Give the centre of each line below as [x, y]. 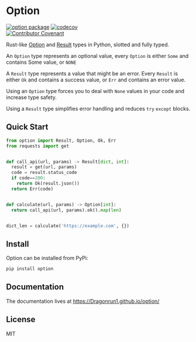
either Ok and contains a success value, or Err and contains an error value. [96, 80]
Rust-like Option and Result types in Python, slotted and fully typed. [88, 45]
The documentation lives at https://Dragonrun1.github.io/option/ [83, 301]
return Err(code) [32, 189]
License [21, 319]
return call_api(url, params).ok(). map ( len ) [66, 210]
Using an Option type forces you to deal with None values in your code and [95, 91]
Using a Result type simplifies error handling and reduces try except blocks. [98, 108]
